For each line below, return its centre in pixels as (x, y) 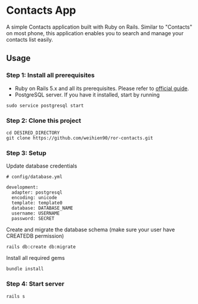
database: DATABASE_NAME (42, 208)
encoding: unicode (35, 198)
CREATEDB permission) (35, 236)
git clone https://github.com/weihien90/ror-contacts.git (80, 138)
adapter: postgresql (37, 193)
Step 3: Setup (26, 153)
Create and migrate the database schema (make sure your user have (91, 229)
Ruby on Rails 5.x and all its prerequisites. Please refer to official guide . (102, 88)
